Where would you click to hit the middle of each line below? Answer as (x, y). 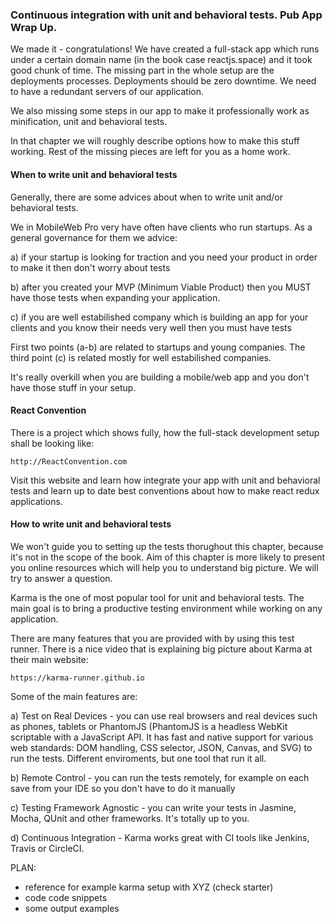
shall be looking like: (52, 443)
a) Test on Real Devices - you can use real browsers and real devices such (164, 715)
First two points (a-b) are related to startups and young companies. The (158, 347)
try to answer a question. (61, 578)
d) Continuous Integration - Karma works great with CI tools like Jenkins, (160, 837)
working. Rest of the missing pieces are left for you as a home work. (150, 152)
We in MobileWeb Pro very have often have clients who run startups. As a (161, 227)
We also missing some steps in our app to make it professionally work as (160, 111)
